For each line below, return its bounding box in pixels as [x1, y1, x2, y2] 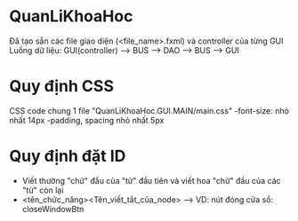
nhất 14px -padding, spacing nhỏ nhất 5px [9, 114, 165, 125]
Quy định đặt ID [9, 146, 126, 166]
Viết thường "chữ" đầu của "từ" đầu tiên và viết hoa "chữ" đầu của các [21, 175, 281, 185]
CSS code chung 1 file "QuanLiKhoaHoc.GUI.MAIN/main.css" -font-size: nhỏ [9, 105, 289, 116]
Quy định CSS [9, 76, 114, 97]
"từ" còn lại [21, 185, 64, 195]
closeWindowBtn [21, 203, 85, 214]
